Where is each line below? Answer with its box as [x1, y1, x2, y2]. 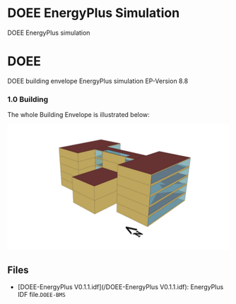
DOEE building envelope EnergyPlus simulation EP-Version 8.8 [7, 77, 189, 85]
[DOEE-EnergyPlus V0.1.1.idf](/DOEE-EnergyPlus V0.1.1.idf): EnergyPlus [17, 283, 224, 291]
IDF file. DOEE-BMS [17, 291, 66, 299]
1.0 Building [7, 94, 49, 104]
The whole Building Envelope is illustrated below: [7, 111, 150, 119]
